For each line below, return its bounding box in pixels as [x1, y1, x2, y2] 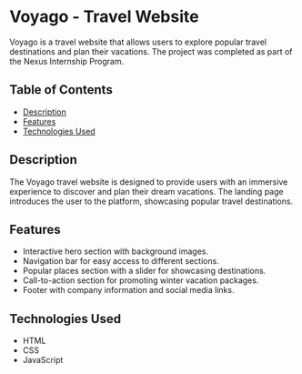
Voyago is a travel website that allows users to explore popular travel [9, 36, 267, 47]
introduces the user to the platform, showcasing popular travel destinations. [9, 196, 294, 207]
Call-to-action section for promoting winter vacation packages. [22, 275, 259, 286]
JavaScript [22, 355, 64, 366]
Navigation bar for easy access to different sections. [22, 256, 220, 267]
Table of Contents [9, 82, 114, 97]
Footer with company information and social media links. [22, 285, 235, 296]
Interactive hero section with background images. [22, 246, 209, 257]
